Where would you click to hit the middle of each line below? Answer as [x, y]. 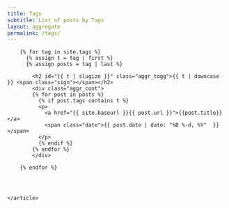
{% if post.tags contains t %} [84, 101]
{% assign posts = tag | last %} [74, 64]
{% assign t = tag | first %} [69, 58]
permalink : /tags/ [34, 33]
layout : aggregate [34, 26]
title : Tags [24, 14]
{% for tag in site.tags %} [60, 52]
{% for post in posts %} [68, 95]
